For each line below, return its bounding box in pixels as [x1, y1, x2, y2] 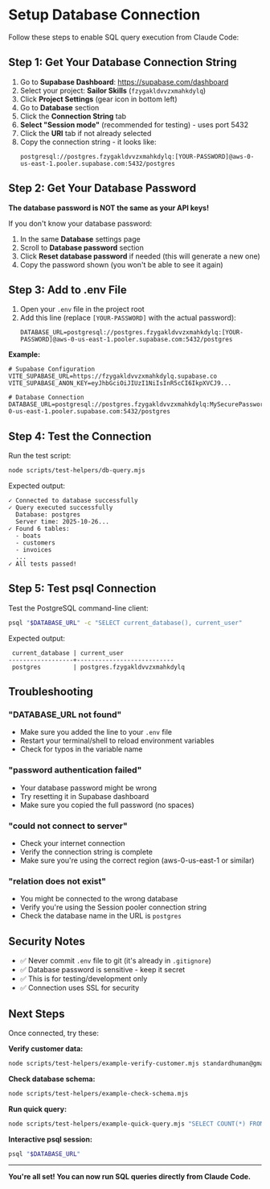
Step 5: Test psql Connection [8, 582, 157, 595]
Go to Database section [19, 102, 100, 112]
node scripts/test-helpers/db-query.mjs [8, 466, 146, 474]
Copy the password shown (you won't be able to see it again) [19, 259, 223, 269]
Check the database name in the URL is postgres [19, 911, 182, 921]
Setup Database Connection [8, 6, 201, 24]
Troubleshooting [8, 685, 94, 698]
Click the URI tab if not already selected [19, 128, 152, 138]
